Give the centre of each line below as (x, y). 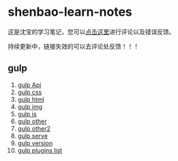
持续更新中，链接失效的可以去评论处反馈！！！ (73, 46)
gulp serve (33, 136)
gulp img (30, 106)
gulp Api (29, 85)
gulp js (27, 114)
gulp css (30, 92)
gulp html (31, 99)
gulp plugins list (40, 150)
